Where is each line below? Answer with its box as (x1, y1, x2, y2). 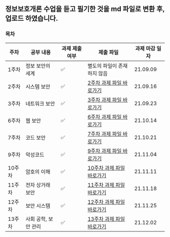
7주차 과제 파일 (88, 130, 122, 137)
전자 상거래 (25, 181, 51, 188)
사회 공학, (25, 215, 47, 222)
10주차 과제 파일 (88, 164, 125, 171)
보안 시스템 (25, 202, 51, 209)
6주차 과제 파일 (88, 113, 122, 120)
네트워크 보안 (25, 100, 55, 107)
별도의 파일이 (88, 62, 117, 69)
